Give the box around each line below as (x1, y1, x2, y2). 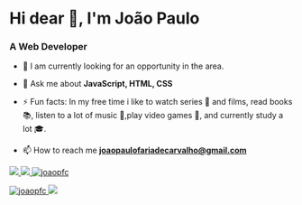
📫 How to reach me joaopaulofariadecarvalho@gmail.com (22, 144, 247, 156)
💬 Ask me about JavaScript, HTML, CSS (22, 79, 173, 89)
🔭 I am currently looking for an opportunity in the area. (22, 61, 224, 71)
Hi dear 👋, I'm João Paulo (9, 8, 200, 29)
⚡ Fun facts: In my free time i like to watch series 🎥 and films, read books (22, 97, 293, 107)
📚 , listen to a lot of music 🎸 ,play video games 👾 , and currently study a (22, 110, 284, 121)
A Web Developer (9, 41, 87, 53)
